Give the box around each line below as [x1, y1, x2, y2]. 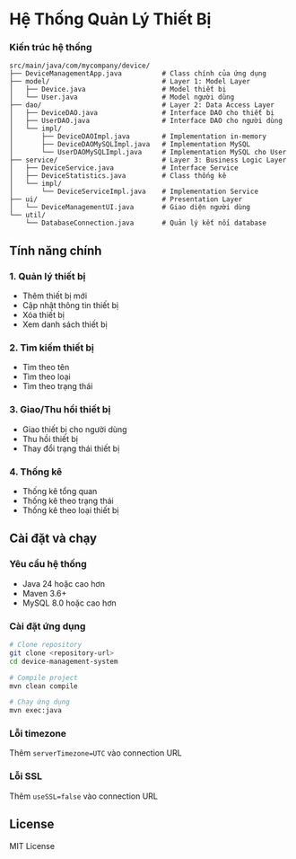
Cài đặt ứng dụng [9, 620, 86, 633]
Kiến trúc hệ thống [9, 41, 92, 54]
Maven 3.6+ [22, 588, 67, 598]
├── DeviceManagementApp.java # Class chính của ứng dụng [9, 69, 267, 78]
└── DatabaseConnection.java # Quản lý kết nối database [25, 218, 267, 228]
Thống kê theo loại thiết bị [22, 505, 119, 516]
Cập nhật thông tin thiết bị [22, 300, 119, 311]
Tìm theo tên [22, 362, 70, 373]
